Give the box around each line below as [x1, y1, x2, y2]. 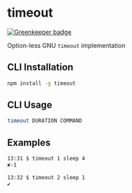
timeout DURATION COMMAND [7, 117, 82, 124]
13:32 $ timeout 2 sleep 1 [7, 174, 85, 181]
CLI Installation [7, 61, 74, 74]
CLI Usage [7, 99, 53, 111]
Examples [7, 137, 51, 149]
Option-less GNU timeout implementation [7, 41, 126, 49]
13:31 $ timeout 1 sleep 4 [7, 155, 85, 162]
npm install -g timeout [7, 80, 76, 87]
